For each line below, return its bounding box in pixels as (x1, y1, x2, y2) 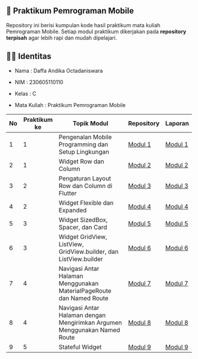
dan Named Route (58, 294, 109, 302)
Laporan (165, 119, 189, 127)
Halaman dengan (58, 311, 106, 319)
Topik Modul (72, 119, 109, 127)
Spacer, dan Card (58, 223, 107, 231)
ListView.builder (58, 255, 103, 263)
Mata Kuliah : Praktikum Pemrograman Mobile (14, 101, 126, 108)
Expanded (58, 206, 87, 214)
